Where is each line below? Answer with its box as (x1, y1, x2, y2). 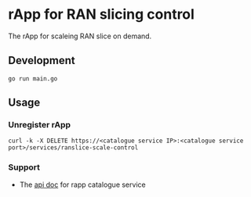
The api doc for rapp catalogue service (19, 180, 147, 189)
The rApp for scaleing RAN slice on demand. (8, 31, 152, 41)
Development (8, 54, 76, 67)
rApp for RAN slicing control (8, 5, 195, 23)
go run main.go (8, 74, 58, 83)
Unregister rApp (8, 120, 71, 131)
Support (8, 162, 41, 173)
